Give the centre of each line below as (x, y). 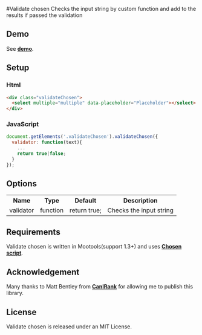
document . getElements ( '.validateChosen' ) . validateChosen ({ (82, 137)
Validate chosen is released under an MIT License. (69, 327)
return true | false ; (42, 154)
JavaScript (23, 125)
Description (140, 201)
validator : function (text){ (47, 142)
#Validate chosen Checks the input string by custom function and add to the (101, 9)
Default (86, 201)
